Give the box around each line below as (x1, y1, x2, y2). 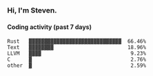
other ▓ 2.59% (7, 62, 147, 69)
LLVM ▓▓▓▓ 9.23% (7, 50, 147, 57)
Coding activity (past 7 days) (7, 23, 92, 31)
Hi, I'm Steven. (7, 6, 57, 15)
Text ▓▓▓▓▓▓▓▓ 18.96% (7, 44, 147, 51)
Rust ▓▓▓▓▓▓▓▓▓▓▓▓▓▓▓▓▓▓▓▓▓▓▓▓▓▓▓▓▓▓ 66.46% (7, 38, 147, 45)
